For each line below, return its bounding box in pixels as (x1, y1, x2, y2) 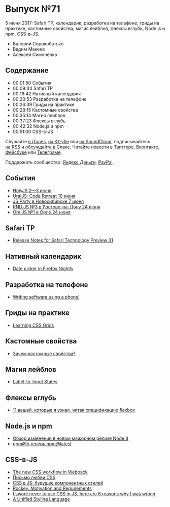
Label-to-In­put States (12, 379, 58, 385)
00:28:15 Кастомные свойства (12, 106, 79, 113)
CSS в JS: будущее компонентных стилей (12, 479, 104, 486)
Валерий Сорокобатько (12, 40, 64, 46)
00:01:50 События (12, 79, 52, 86)
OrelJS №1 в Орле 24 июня (12, 209, 71, 215)
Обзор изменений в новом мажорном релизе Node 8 (12, 435, 128, 441)
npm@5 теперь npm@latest (12, 441, 72, 447)
